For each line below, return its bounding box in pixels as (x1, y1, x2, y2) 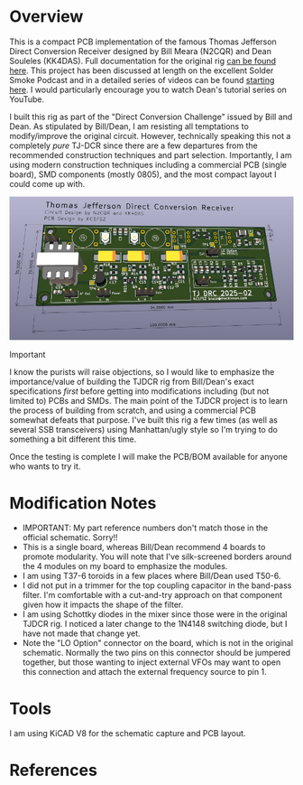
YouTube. (9, 93, 45, 105)
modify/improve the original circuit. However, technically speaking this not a (9, 130, 291, 141)
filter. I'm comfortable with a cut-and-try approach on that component (22, 590, 282, 601)
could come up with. (9, 178, 86, 189)
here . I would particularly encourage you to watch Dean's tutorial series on (9, 84, 287, 95)
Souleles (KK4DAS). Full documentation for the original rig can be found (9, 55, 277, 66)
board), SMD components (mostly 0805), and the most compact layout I (9, 169, 277, 180)
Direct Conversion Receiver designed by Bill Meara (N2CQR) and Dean (9, 45, 272, 56)
